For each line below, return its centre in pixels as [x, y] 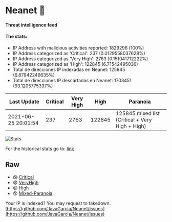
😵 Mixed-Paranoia [33, 193]
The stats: [16, 36]
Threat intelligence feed [31, 24]
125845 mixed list [138, 113]
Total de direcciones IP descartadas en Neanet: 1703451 [72, 80]
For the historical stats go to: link [40, 149]
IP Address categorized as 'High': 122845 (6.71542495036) [75, 64]
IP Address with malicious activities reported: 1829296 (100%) [78, 47]
